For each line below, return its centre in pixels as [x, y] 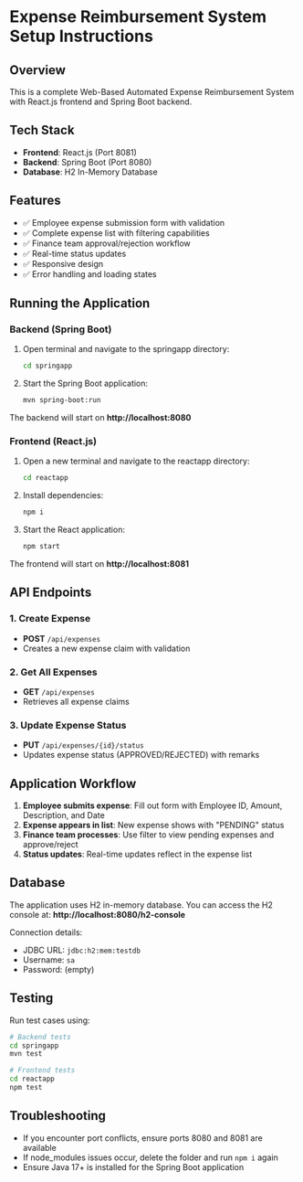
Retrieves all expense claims [76, 701]
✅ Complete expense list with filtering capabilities [116, 233]
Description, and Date [63, 815]
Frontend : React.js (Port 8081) [79, 152]
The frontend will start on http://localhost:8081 [99, 563]
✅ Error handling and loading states [89, 274]
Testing [31, 998]
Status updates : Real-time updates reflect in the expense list [137, 854]
